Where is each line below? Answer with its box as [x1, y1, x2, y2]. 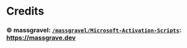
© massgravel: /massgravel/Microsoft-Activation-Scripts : [6, 26, 182, 35]
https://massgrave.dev [6, 33, 76, 42]
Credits [6, 4, 44, 18]
